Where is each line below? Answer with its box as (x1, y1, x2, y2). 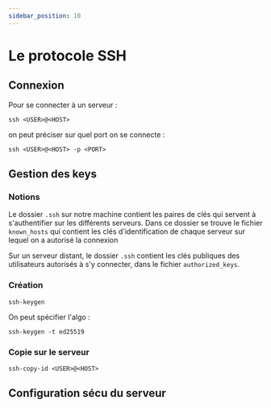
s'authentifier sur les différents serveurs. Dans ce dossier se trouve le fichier (8, 219, 263, 228)
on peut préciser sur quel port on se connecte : (8, 130, 165, 139)
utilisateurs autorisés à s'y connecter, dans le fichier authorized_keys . (8, 260, 240, 269)
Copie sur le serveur (8, 346, 90, 357)
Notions (8, 191, 40, 202)
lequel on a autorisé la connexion (8, 235, 119, 245)
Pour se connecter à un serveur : (8, 100, 118, 110)
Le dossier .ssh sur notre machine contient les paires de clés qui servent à (8, 210, 256, 219)
